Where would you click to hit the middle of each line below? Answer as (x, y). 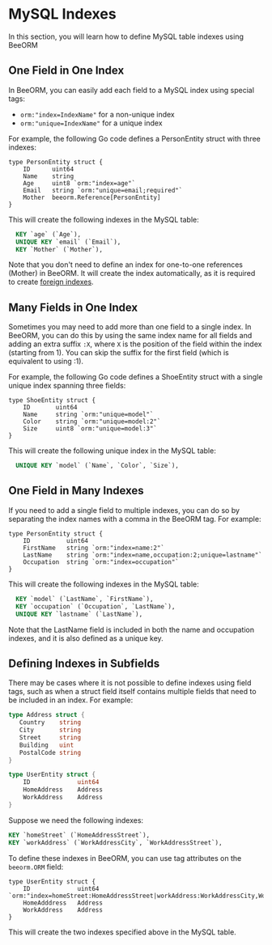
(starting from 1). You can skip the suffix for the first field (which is (119, 353)
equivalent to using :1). (46, 362)
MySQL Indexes (62, 14)
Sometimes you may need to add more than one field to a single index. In (130, 327)
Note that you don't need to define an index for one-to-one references (126, 265)
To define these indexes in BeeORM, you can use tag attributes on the (125, 858)
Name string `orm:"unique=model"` (88, 415)
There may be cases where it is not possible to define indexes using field (130, 683)
